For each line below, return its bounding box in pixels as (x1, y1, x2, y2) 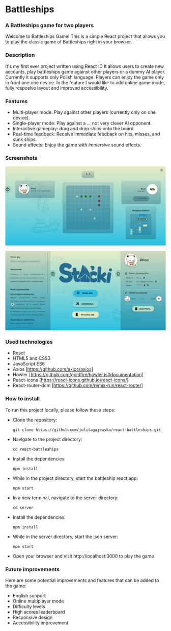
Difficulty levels (12, 603, 45, 610)
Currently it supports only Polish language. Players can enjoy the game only (5, 74, 164, 80)
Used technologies (5, 338, 53, 345)
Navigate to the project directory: (12, 436, 82, 442)
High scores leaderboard (12, 609, 65, 615)
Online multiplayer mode (12, 598, 65, 604)
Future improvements (5, 566, 60, 573)
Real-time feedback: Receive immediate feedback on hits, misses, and (12, 131, 160, 137)
